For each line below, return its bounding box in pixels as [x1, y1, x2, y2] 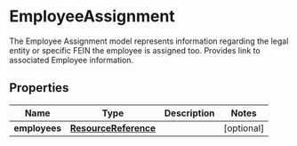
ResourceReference [69, 122, 157, 134]
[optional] [223, 122, 265, 134]
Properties [9, 80, 69, 95]
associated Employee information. [9, 54, 134, 65]
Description [164, 107, 215, 119]
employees [13, 122, 62, 134]
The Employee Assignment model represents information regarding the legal [9, 36, 289, 46]
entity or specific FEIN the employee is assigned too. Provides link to [9, 45, 261, 55]
